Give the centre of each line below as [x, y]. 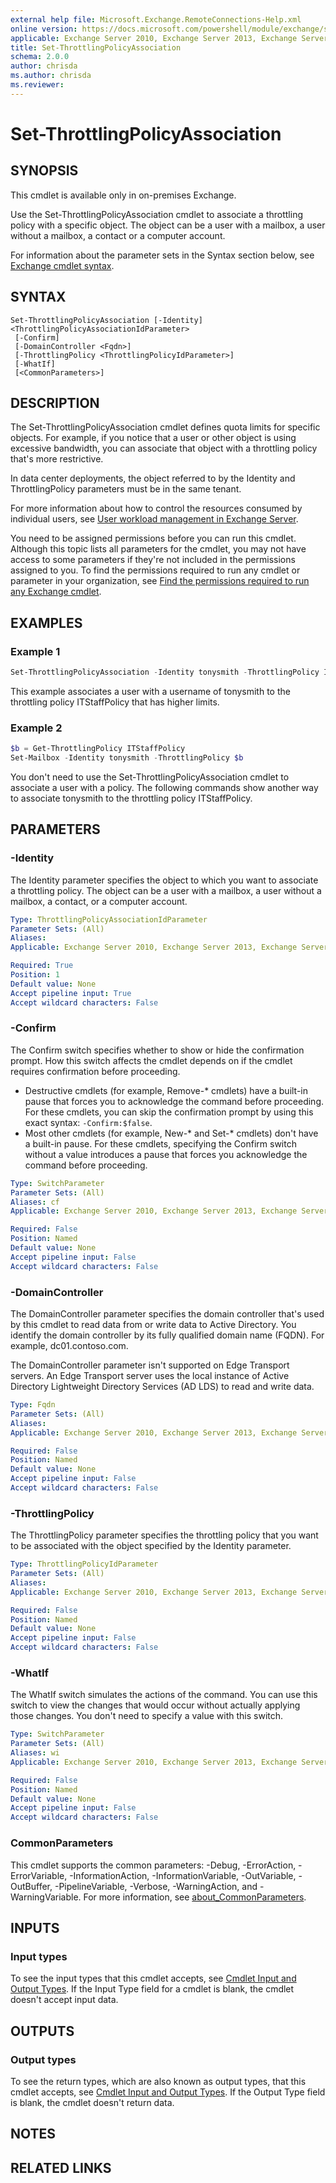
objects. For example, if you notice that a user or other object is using [153, 438]
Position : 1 [35, 975]
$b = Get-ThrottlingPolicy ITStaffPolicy [98, 749]
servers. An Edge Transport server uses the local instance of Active [150, 1376]
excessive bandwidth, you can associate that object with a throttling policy [164, 448]
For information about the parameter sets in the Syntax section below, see [162, 255]
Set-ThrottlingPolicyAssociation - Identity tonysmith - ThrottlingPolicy [165, 672]
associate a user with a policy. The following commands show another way [164, 787]
